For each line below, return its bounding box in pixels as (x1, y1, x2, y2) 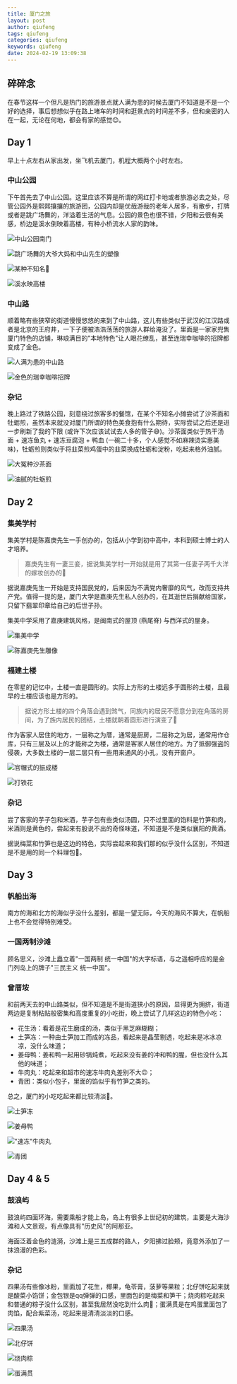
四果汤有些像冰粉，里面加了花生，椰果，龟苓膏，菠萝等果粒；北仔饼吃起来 (7, 1282, 224, 1291)
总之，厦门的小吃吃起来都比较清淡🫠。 (7, 1091, 117, 1100)
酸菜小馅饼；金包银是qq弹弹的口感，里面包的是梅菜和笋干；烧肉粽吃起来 (13, 1291, 226, 1299)
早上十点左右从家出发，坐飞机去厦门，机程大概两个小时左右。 (7, 156, 187, 165)
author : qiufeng (7, 23, 55, 30)
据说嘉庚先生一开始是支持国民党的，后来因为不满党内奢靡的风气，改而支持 (7, 584, 224, 592)
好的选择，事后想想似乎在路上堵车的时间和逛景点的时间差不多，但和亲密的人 (7, 107, 230, 115)
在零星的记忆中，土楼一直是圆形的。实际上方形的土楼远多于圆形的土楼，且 (7, 683, 224, 691)
